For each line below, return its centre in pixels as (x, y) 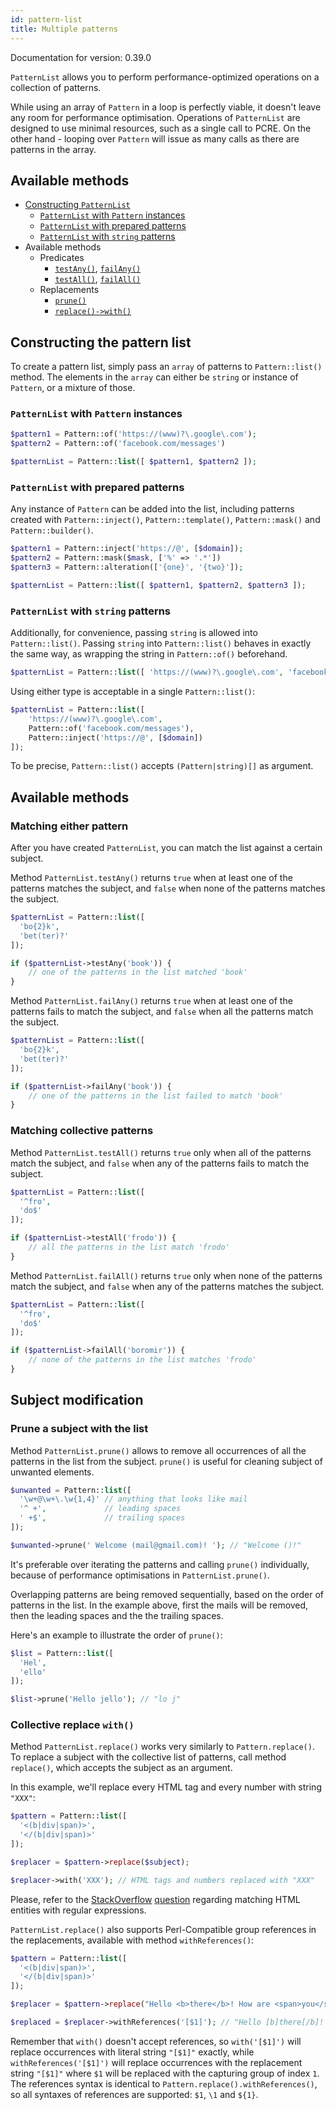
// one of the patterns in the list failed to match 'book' (156, 1096)
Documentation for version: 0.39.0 (81, 57)
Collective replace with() (72, 1725)
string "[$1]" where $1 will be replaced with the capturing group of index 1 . (165, 2073)
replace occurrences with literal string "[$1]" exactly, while (132, 2052)
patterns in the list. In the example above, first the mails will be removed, (159, 1605)
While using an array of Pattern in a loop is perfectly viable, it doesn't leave (166, 107)
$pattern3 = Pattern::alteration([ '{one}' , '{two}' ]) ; (127, 567)
